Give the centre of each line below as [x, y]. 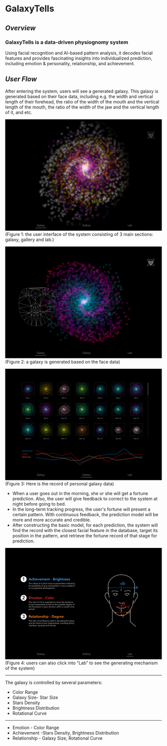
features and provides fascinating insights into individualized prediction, [79, 58]
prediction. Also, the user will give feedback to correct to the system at [85, 499]
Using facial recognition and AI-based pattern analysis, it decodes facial [79, 53]
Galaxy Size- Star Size [35, 698]
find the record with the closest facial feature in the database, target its [85, 530]
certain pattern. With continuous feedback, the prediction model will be [85, 514]
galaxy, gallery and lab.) [30, 240]
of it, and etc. [19, 112]
